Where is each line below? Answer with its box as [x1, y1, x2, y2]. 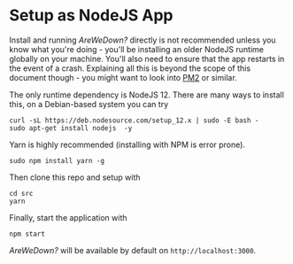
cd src [9, 189, 34, 198]
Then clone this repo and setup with [9, 172, 141, 182]
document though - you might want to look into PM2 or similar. [9, 72, 237, 82]
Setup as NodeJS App [9, 5, 173, 26]
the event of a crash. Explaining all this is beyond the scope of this [9, 63, 251, 74]
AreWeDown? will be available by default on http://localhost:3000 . [9, 245, 257, 255]
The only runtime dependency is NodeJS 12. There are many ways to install [9, 89, 285, 100]
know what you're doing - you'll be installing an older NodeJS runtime [9, 43, 264, 54]
